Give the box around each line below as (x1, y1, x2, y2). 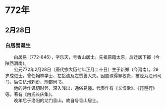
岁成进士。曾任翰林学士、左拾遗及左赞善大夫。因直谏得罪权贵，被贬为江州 (5, 72, 157, 78)
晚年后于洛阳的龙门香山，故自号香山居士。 (13, 97, 101, 103)
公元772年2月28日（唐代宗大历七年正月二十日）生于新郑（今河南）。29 (13, 66, 159, 72)
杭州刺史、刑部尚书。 (22, 79, 66, 85)
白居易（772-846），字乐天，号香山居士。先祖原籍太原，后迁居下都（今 (13, 54, 160, 60)
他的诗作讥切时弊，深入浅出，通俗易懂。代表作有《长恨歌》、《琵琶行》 (13, 85, 157, 91)
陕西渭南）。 (5, 60, 29, 66)
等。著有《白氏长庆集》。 (5, 91, 55, 97)
